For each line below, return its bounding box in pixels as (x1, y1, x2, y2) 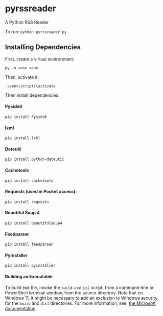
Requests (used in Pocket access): (5, 189, 77, 195)
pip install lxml (5, 136, 41, 141)
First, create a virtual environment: (5, 56, 74, 62)
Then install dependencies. (5, 92, 60, 98)
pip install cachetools (5, 178, 54, 183)
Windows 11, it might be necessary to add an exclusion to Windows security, (5, 295, 159, 301)
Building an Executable (5, 273, 53, 279)
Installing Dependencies (5, 43, 81, 52)
